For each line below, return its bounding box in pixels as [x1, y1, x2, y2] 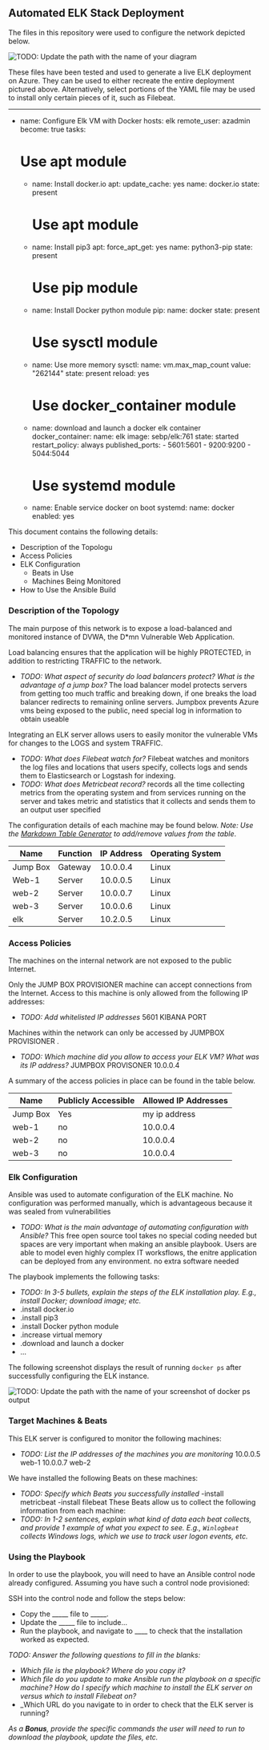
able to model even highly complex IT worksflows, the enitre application [19, 1248, 258, 1258]
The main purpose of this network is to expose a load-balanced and [8, 623, 232, 633]
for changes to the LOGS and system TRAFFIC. [8, 738, 163, 748]
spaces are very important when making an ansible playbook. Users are [19, 1239, 258, 1249]
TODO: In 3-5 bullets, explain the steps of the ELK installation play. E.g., [19, 1287, 257, 1297]
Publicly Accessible [58, 1095, 135, 1106]
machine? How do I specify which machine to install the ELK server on [19, 1683, 253, 1692]
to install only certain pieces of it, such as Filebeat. [8, 92, 176, 103]
